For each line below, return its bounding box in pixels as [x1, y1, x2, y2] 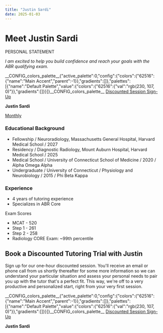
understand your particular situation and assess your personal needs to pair [5, 273, 158, 279]
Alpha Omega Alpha [12, 162, 53, 168]
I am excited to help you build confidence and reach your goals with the [5, 58, 150, 64]
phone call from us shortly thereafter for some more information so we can [5, 267, 155, 274]
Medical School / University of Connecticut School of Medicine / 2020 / [12, 157, 156, 163]
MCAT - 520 [12, 220, 37, 226]
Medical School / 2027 [12, 141, 58, 147]
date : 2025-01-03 [5, 12, 41, 17]
